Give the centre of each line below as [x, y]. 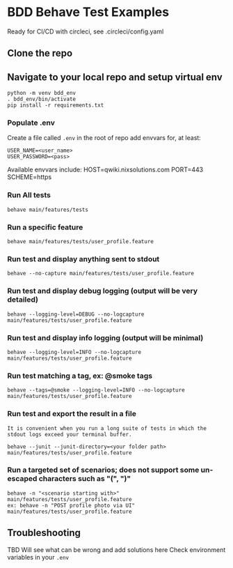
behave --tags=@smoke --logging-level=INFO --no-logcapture [96, 390]
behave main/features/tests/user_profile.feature [81, 242]
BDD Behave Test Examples [88, 12]
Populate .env [31, 123]
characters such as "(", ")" [85, 479]
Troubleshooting [44, 533]
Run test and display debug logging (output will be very [103, 291]
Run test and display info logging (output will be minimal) [105, 337]
